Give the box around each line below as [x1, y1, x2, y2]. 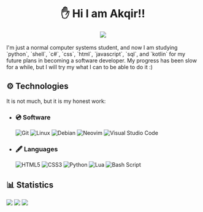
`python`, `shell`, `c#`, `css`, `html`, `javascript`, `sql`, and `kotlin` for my [6, 50, 186, 58]
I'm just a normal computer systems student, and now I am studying [6, 44, 178, 51]
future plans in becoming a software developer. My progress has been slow [6, 56, 197, 64]
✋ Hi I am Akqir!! [61, 7, 145, 21]
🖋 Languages [15, 145, 58, 153]
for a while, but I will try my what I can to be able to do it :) [6, 63, 153, 70]
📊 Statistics [6, 180, 54, 190]
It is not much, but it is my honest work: [6, 97, 106, 105]
